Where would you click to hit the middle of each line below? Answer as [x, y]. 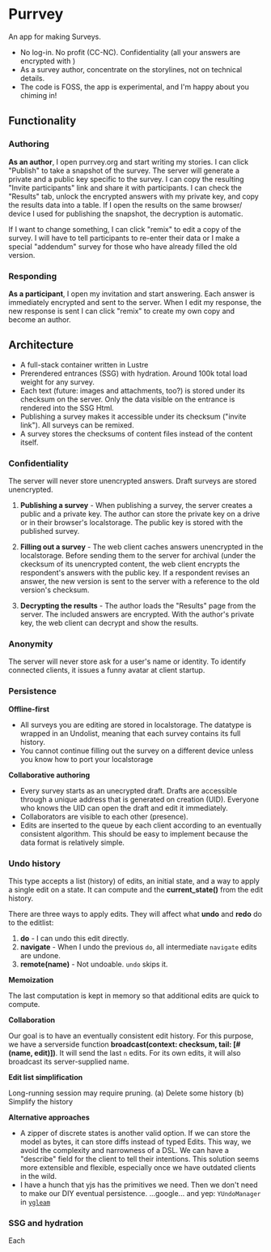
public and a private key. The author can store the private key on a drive [140, 514]
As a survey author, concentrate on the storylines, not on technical [131, 69]
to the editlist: [31, 923]
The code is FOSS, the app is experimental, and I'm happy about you [134, 87]
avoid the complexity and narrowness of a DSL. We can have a [124, 1150]
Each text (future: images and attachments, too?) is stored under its [132, 390]
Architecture [41, 345]
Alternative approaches [49, 1117]
